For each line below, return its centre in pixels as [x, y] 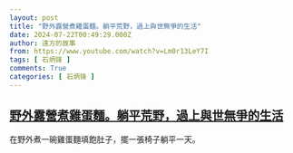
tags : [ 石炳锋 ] [40, 60]
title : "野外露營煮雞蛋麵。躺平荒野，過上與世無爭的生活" [105, 26]
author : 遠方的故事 [43, 43]
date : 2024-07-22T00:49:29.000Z [70, 34]
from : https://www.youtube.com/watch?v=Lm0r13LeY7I [109, 52]
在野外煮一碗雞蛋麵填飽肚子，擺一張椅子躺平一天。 [105, 139]
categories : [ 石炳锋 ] [52, 77]
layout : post [34, 18]
